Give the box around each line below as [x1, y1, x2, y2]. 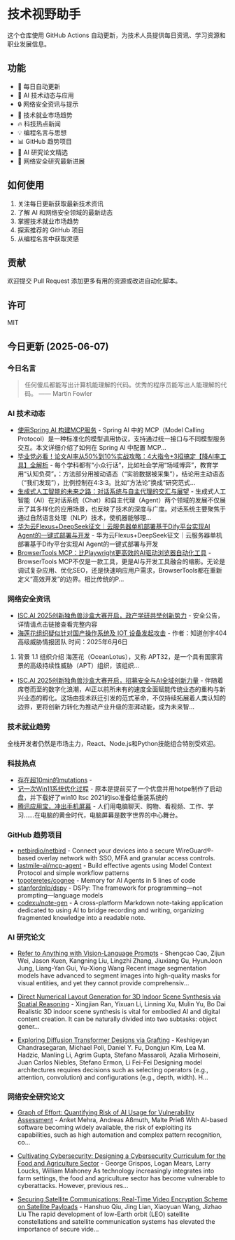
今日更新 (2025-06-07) [7, 340, 109, 352]
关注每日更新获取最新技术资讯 [17, 199, 104, 208]
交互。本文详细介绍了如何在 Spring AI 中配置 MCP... [17, 444, 166, 452]
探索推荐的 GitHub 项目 [17, 225, 85, 234]
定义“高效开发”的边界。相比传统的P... [17, 575, 124, 583]
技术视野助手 [7, 6, 82, 22]
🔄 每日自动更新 [17, 82, 61, 91]
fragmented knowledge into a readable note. [17, 914, 146, 922]
